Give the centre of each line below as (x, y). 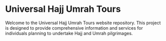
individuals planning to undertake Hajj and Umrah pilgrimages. (69, 33)
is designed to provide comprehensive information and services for (74, 28)
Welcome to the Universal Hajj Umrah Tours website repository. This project (83, 23)
